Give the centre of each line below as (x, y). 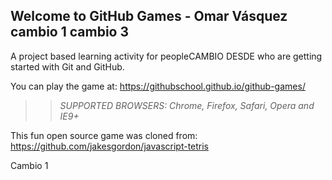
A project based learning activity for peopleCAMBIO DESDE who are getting (166, 56)
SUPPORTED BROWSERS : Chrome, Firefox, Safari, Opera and (187, 105)
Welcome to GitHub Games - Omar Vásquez (149, 16)
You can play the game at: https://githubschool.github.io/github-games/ (158, 86)
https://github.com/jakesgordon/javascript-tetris (110, 146)
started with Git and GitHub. (67, 66)
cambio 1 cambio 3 (69, 32)
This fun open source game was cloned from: (104, 135)
